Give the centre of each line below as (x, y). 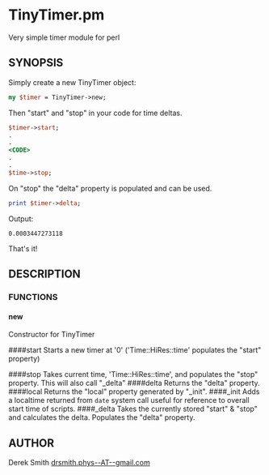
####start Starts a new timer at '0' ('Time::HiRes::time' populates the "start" (135, 350)
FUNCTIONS (33, 297)
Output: (21, 218)
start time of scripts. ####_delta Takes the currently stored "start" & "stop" (133, 409)
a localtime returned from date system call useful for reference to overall (129, 400)
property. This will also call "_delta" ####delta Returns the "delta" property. (134, 383)
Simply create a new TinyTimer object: (72, 82)
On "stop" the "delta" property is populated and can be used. (110, 188)
